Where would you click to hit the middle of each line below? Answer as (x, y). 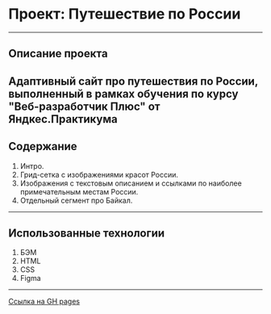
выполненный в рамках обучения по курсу (123, 94)
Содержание (43, 147)
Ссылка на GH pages (44, 301)
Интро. (32, 165)
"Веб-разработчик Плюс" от (84, 106)
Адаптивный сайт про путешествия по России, (133, 81)
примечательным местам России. (79, 191)
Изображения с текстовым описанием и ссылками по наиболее (131, 183)
